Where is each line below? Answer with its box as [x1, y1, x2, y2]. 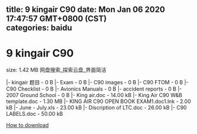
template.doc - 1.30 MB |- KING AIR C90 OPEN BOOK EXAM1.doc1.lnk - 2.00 [6, 98, 191, 105]
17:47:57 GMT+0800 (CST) [6, 14, 107, 24]
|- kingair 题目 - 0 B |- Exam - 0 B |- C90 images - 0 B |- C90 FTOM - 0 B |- [6, 79, 189, 86]
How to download [6, 122, 49, 129]
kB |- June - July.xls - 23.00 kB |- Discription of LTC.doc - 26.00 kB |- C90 [6, 104, 187, 111]
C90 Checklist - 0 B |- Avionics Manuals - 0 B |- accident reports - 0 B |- [6, 85, 182, 92]
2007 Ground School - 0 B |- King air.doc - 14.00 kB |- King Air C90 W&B [6, 92, 182, 99]
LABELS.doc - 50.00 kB [6, 111, 64, 118]
